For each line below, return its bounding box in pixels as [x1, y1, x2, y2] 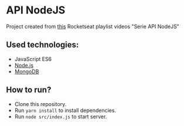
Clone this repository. [14, 100, 67, 107]
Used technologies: [6, 40, 79, 50]
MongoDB [14, 68, 39, 75]
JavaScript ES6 [14, 55, 52, 62]
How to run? [6, 85, 52, 95]
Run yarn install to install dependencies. [14, 107, 116, 114]
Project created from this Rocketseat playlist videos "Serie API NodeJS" [6, 23, 180, 30]
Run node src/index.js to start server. [14, 113, 107, 120]
